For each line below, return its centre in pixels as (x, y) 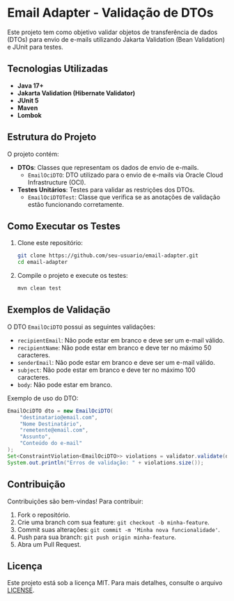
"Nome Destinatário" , (51, 424)
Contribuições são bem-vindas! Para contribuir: (76, 501)
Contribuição (37, 484)
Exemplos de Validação (59, 310)
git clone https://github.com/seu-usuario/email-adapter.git (108, 256)
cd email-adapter (42, 263)
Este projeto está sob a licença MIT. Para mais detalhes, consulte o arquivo (115, 583)
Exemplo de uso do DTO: (43, 398)
